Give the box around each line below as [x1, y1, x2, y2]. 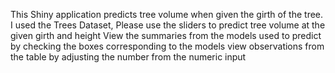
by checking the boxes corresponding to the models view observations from [10, 40, 325, 52]
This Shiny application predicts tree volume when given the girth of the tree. [10, 9, 324, 20]
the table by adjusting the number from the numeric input [10, 51, 247, 63]
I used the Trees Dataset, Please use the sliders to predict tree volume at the [10, 19, 326, 31]
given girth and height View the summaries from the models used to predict [10, 30, 322, 41]
